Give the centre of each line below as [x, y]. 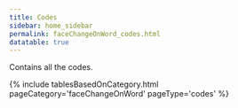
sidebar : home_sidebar [51, 26]
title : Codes [33, 17]
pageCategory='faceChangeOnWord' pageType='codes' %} [119, 94]
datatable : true [39, 42]
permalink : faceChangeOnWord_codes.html [85, 34]
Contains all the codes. [51, 67]
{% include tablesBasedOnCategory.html [84, 84]
